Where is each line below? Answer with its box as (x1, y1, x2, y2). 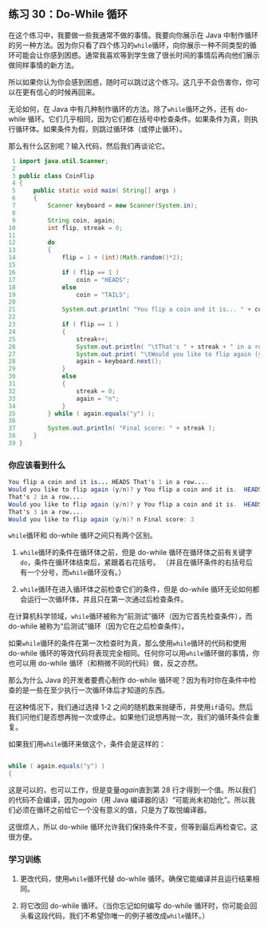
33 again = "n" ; (8, 395, 120, 403)
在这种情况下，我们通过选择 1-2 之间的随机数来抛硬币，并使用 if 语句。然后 (8, 702, 254, 712)
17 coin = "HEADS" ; (8, 276, 130, 284)
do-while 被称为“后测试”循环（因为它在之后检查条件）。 (8, 621, 189, 631)
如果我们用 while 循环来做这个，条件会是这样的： (8, 740, 166, 749)
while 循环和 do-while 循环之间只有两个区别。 (8, 530, 157, 541)
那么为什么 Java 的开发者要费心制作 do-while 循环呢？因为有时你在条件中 (8, 676, 250, 685)
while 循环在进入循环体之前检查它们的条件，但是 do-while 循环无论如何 (19, 585, 253, 594)
